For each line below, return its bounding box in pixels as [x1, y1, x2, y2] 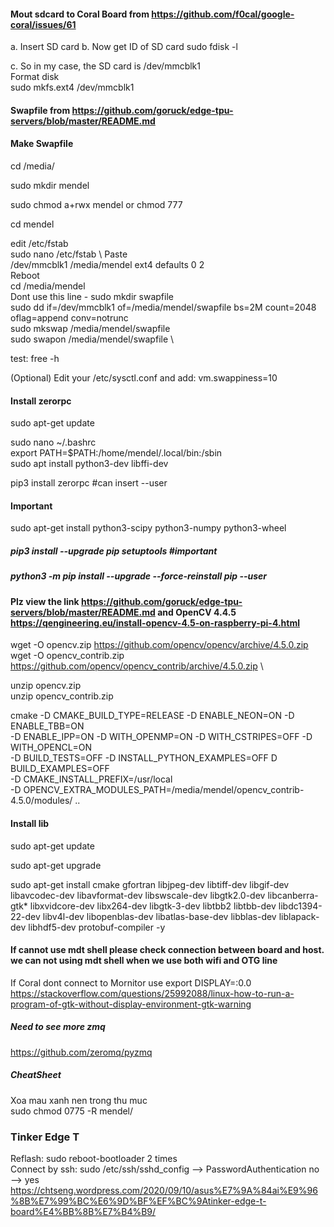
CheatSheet [10, 1069, 62, 1081]
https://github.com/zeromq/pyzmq [10, 1046, 153, 1058]
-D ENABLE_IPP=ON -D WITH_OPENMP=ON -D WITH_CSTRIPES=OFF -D [10, 731, 313, 743]
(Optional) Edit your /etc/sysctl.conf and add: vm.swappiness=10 [10, 372, 278, 384]
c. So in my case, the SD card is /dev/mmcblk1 [10, 60, 202, 72]
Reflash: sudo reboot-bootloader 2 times [10, 1153, 178, 1164]
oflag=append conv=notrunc [10, 312, 129, 324]
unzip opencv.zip [10, 680, 82, 692]
